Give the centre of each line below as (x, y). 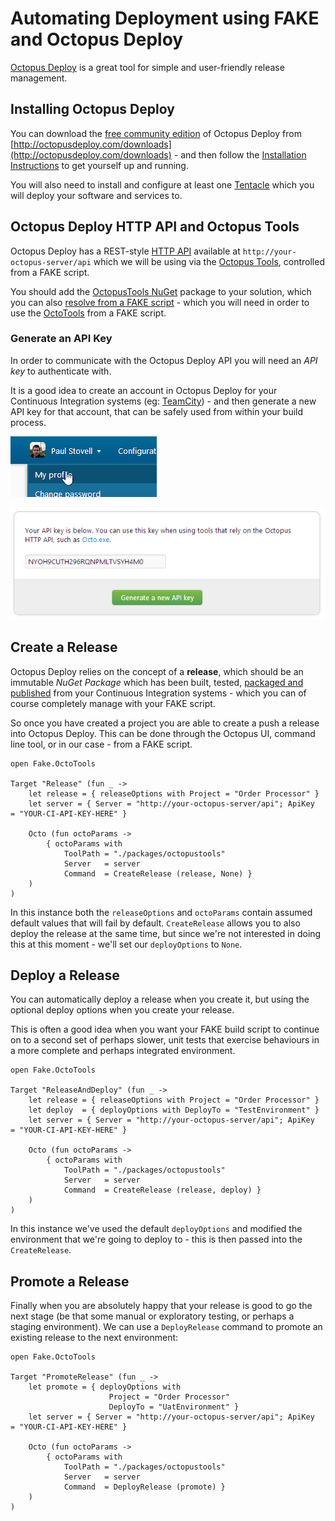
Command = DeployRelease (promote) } (144, 1487)
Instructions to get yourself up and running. (99, 165)
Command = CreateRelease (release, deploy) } (162, 1190)
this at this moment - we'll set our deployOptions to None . (126, 944)
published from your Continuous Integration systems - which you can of (158, 693)
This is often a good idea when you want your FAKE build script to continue (165, 1029)
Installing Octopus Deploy (92, 109)
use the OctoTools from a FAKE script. (88, 313)
